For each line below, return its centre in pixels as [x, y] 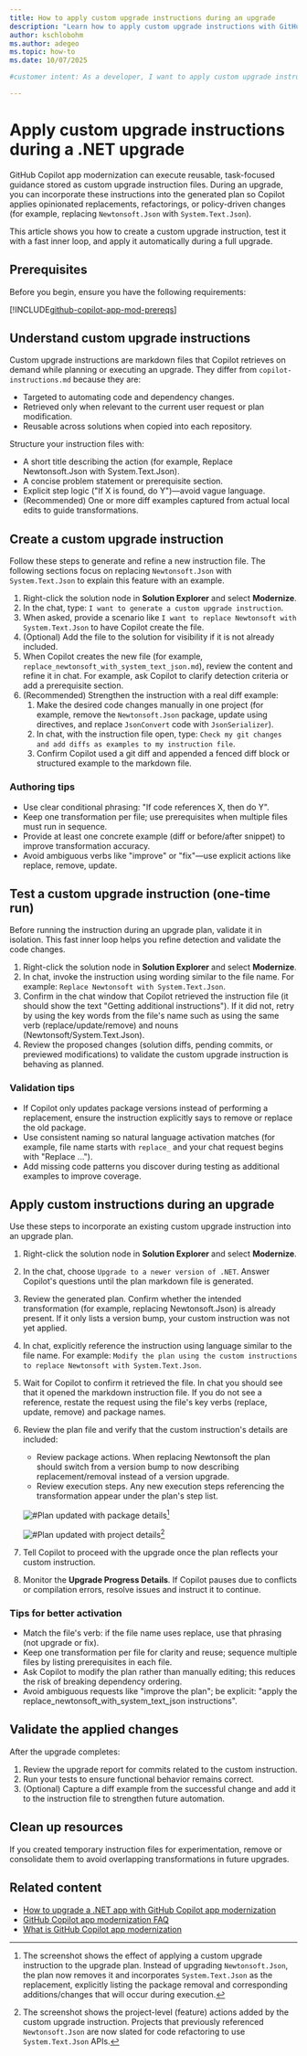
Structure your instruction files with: [77, 444]
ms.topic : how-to [42, 52]
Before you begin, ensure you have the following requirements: [128, 291]
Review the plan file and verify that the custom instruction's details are [155, 1430]
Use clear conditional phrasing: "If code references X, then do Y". [146, 807]
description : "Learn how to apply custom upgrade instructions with [143, 26]
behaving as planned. [63, 1065]
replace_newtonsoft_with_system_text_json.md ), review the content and [158, 666]
